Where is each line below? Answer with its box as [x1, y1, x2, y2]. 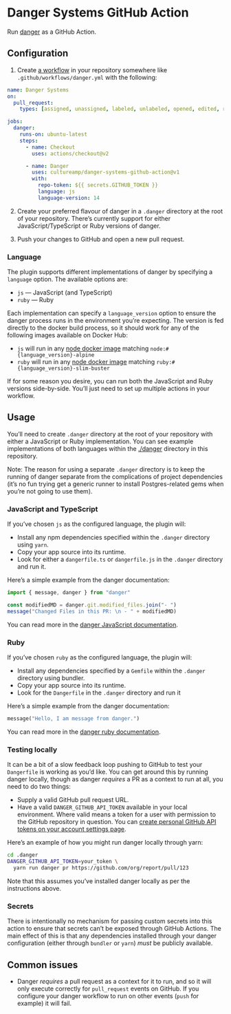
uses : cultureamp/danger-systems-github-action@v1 [32, 169, 180, 176]
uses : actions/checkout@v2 [32, 150, 109, 157]
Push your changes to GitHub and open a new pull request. [16, 235, 185, 243]
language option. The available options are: [7, 275, 129, 284]
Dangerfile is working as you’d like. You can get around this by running [7, 768, 208, 776]
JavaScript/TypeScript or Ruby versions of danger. [16, 222, 161, 230]
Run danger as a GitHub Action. [7, 28, 97, 36]
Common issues [7, 959, 78, 971]
